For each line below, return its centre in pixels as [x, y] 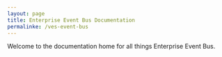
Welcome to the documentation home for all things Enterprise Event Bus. [111, 47]
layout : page [26, 14]
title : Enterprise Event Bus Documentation [71, 20]
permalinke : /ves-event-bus [48, 26]
